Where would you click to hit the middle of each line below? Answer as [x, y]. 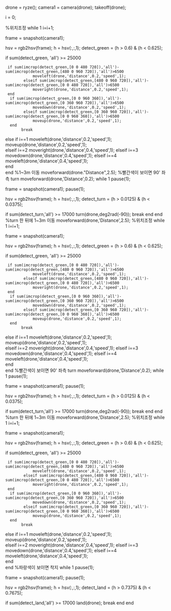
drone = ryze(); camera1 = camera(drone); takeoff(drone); [66, 7]
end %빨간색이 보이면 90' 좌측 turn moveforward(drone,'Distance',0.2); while [85, 370]
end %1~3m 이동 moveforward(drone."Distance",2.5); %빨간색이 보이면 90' [83, 172]
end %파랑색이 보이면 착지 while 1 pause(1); [50, 567]
